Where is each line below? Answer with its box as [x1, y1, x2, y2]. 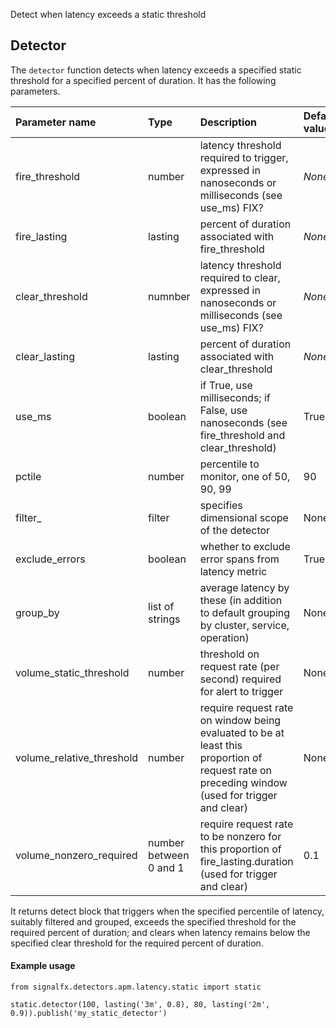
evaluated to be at [199, 725, 285, 739]
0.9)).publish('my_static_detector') [10, 1009, 168, 1019]
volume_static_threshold [15, 665, 130, 679]
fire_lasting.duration [199, 854, 294, 868]
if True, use [199, 378, 253, 392]
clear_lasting [15, 349, 76, 363]
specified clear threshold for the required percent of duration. [10, 937, 264, 949]
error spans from [199, 552, 280, 566]
